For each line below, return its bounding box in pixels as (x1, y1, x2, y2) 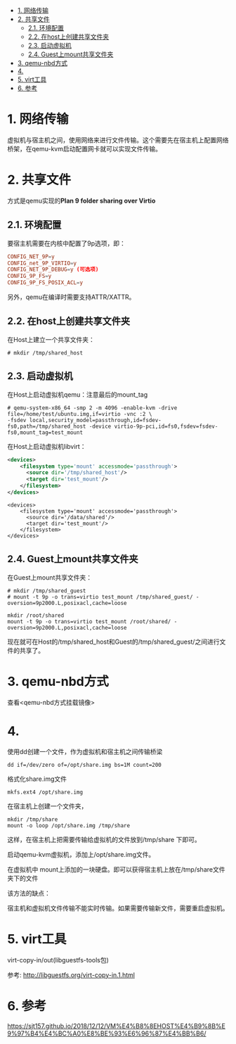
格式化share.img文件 (7, 775, 67, 783)
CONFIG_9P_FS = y (7, 273, 52, 280)
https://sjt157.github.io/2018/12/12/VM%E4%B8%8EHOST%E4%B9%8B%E (7, 1021, 226, 1030)
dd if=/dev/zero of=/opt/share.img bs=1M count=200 (7, 761, 162, 768)
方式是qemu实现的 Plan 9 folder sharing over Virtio (7, 196, 156, 205)
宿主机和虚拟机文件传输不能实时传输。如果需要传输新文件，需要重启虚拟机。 (7, 903, 229, 912)
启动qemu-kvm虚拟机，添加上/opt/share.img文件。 (7, 850, 155, 858)
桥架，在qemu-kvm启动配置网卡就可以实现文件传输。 (7, 144, 162, 153)
